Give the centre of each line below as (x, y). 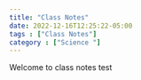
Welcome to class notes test (61, 68)
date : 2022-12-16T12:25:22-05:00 (71, 26)
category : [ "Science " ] (55, 42)
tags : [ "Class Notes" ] (53, 34)
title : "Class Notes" (49, 17)
